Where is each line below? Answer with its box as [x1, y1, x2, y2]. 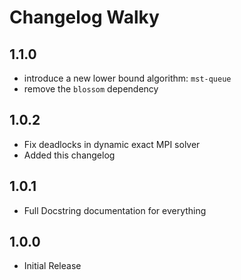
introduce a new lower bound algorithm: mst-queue [23, 72, 232, 84]
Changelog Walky [9, 6, 160, 29]
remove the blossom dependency [23, 83, 159, 95]
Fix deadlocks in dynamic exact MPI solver [23, 138, 201, 150]
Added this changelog [23, 149, 116, 161]
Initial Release [23, 260, 82, 272]
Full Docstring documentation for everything [23, 204, 207, 216]
